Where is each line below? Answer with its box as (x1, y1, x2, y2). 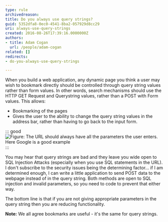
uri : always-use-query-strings (5, 26, 71, 31)
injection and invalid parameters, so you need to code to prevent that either (5, 181, 160, 187)
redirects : (5, 54, 28, 59)
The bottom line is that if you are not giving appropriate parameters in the (5, 196, 157, 202)
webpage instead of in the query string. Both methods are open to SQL (5, 175, 151, 181)
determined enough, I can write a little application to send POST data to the (5, 170, 160, 176)
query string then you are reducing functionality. (5, 201, 105, 207)
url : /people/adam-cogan (10, 45, 62, 50)
